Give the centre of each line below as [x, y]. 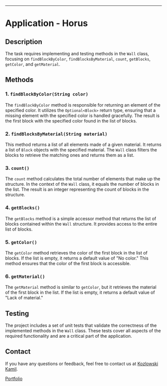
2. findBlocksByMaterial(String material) [56, 133]
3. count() [17, 168]
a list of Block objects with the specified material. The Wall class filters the [81, 149]
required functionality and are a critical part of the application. [69, 336]
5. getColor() [21, 242]
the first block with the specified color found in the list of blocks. [71, 121]
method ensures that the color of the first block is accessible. [68, 263]
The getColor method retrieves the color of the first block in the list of [76, 253]
